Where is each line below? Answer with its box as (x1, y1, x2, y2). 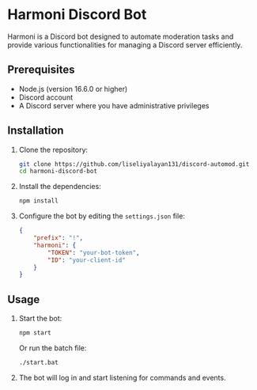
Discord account (18, 93, 74, 102)
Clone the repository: (18, 145, 89, 154)
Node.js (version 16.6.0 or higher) (18, 84, 128, 93)
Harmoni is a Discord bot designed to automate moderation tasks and (7, 32, 234, 41)
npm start (18, 329, 52, 337)
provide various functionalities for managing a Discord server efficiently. (7, 40, 243, 49)
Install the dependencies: (18, 182, 102, 191)
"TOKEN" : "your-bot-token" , (47, 248, 140, 256)
